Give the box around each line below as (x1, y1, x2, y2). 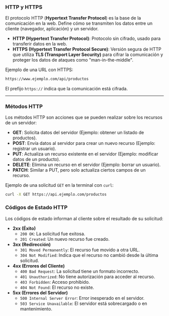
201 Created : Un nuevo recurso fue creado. (20, 236, 110, 242)
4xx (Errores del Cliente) (12, 262, 65, 269)
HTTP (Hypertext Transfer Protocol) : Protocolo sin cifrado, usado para (12, 35, 161, 41)
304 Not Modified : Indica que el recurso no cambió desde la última (20, 252, 158, 258)
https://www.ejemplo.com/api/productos (5, 77, 89, 82)
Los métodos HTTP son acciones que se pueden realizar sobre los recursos (5, 115, 162, 121)
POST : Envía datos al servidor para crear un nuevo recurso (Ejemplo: (12, 140, 155, 146)
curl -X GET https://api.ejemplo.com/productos (5, 192, 107, 197)
